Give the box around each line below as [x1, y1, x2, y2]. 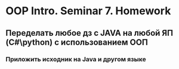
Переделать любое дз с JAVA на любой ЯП [5, 28, 174, 38]
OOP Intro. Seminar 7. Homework [5, 4, 171, 18]
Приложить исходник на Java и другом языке [5, 55, 147, 63]
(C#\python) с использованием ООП [5, 37, 149, 47]
